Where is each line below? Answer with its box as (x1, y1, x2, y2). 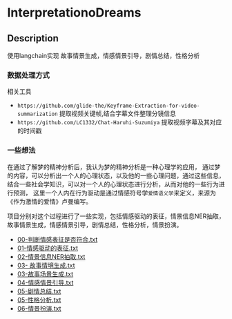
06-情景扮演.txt (17, 304, 61, 312)
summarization (17, 110, 58, 118)
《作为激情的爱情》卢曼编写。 (7, 197, 92, 205)
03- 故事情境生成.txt (17, 261, 75, 269)
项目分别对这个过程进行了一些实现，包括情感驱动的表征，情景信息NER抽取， (7, 212, 225, 220)
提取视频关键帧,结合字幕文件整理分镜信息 (59, 109, 176, 118)
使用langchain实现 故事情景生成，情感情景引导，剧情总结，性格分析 (7, 52, 200, 59)
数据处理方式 (7, 70, 50, 80)
